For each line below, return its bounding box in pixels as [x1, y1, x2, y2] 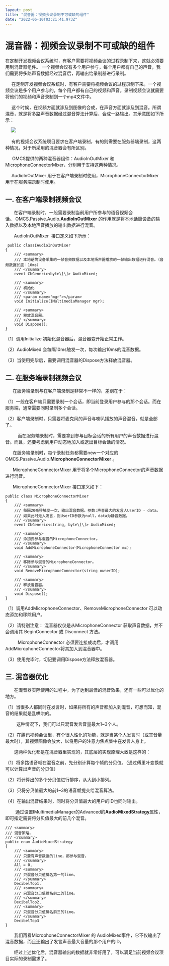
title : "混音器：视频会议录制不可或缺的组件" [5, 12, 90, 17]
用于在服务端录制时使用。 [5, 179, 58, 185]
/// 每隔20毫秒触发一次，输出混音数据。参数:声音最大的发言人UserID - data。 [14, 508, 160, 513]
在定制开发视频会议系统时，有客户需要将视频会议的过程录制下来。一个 [11, 81, 157, 87]
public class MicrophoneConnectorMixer [5, 493, 89, 499]
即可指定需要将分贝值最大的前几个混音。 [5, 815, 89, 821]
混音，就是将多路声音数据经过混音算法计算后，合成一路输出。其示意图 [5, 111, 151, 117]
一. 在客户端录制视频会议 [5, 195, 82, 204]
